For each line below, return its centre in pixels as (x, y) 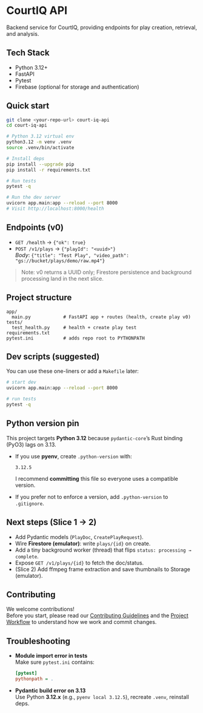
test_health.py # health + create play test (74, 327)
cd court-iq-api (27, 126)
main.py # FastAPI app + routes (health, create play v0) (101, 317)
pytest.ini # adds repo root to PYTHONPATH (76, 338)
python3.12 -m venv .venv (39, 142)
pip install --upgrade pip (40, 164)
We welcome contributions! (40, 609)
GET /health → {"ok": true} (50, 242)
